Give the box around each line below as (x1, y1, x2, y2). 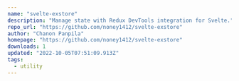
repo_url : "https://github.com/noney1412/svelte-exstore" (7, 23, 183, 30)
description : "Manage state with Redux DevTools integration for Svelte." (7, 17, 234, 24)
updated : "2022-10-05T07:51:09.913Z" (7, 50, 119, 57)
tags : (7, 56, 23, 63)
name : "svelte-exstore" (7, 10, 78, 18)
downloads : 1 (7, 43, 46, 50)
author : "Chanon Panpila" (7, 30, 84, 37)
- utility (14, 63, 43, 70)
